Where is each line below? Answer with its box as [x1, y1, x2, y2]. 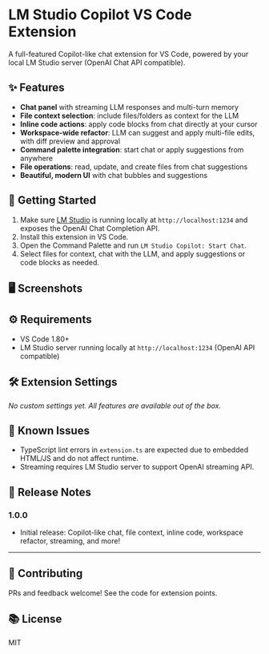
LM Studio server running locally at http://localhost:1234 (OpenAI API [19, 342, 255, 352]
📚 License [8, 612, 62, 626]
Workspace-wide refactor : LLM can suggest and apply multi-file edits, [19, 127, 255, 137]
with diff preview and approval [19, 136, 121, 146]
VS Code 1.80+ [19, 334, 70, 344]
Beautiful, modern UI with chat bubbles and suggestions [19, 170, 208, 180]
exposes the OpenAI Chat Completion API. [19, 223, 160, 233]
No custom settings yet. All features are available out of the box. [8, 401, 222, 410]
